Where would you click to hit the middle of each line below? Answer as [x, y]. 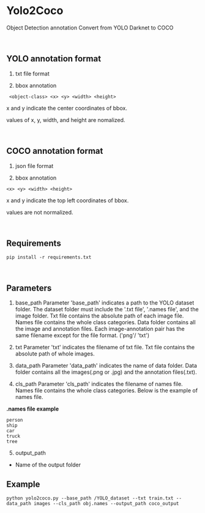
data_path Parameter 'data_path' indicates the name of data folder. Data [106, 366]
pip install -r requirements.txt [49, 257]
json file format [34, 165]
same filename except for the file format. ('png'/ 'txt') [82, 335]
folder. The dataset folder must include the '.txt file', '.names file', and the [107, 310]
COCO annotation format [55, 151]
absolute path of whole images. [55, 354]
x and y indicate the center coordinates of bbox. [67, 108]
